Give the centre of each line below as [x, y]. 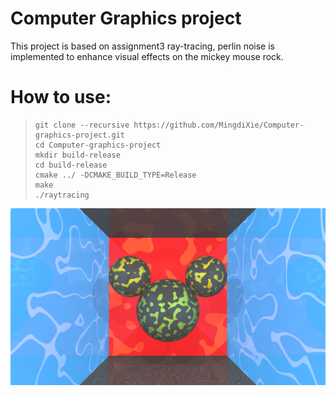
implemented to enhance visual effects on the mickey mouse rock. [147, 56]
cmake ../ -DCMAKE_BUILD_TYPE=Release [115, 175]
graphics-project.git [79, 135]
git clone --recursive [82, 125]
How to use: [61, 97]
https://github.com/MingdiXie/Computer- [219, 125]
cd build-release [71, 165]
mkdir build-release [77, 155]
